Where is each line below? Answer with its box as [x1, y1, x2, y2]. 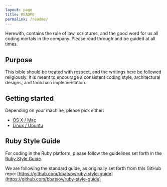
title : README [5, 12, 35, 17]
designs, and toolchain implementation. [5, 80, 87, 86]
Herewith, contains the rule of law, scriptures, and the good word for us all [5, 31, 158, 37]
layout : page [5, 7, 33, 13]
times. [5, 41, 18, 47]
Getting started [5, 94, 54, 103]
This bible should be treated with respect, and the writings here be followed [5, 69, 161, 75]
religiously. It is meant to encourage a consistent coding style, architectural [5, 74, 160, 80]
